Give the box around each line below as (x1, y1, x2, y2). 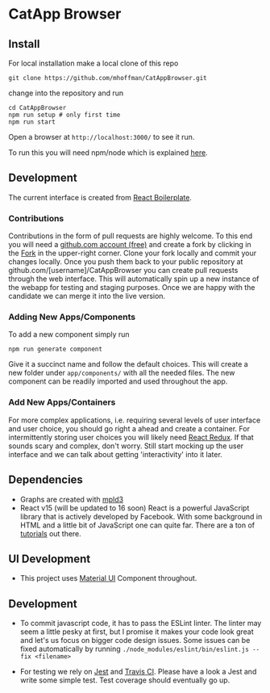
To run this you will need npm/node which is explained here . (8, 148, 208, 157)
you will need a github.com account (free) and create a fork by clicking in (8, 240, 251, 250)
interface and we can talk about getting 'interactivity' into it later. (8, 449, 223, 459)
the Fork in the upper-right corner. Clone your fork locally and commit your (8, 248, 256, 258)
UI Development (8, 552, 91, 565)
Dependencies (8, 473, 83, 487)
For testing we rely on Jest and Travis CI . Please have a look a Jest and (19, 667, 257, 677)
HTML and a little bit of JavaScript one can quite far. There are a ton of (19, 520, 255, 530)
